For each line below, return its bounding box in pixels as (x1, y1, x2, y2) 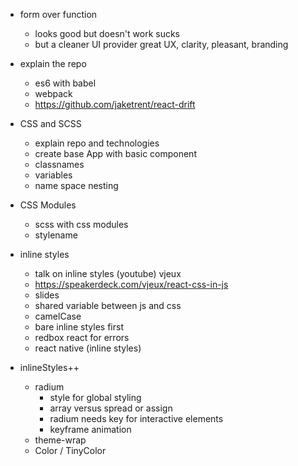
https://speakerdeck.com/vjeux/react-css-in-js (34, 279, 229, 290)
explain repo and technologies (34, 137, 160, 149)
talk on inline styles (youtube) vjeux (34, 268, 182, 279)
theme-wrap (34, 434, 87, 446)
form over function (19, 9, 98, 20)
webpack (34, 88, 73, 99)
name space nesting (34, 180, 119, 191)
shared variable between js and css (34, 300, 182, 311)
